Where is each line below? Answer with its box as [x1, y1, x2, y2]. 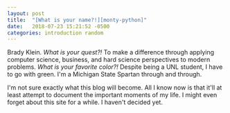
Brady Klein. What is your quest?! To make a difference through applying [7, 48, 215, 56]
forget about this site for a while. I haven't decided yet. [7, 98, 163, 107]
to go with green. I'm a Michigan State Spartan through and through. [7, 70, 202, 79]
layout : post [7, 10, 45, 17]
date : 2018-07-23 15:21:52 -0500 [7, 23, 110, 30]
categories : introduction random [7, 29, 104, 37]
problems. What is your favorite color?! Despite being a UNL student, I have [7, 63, 223, 71]
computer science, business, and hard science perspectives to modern [7, 56, 211, 64]
